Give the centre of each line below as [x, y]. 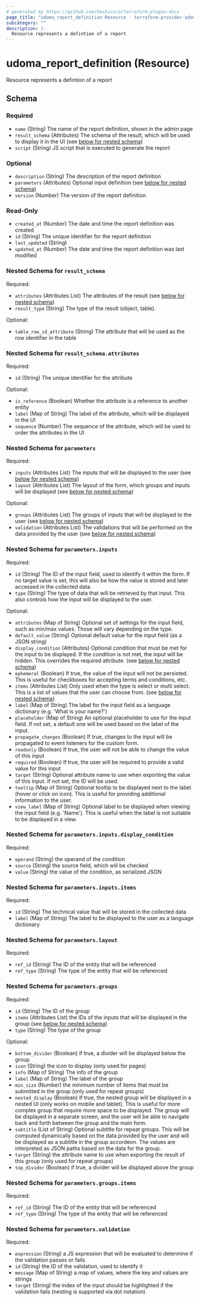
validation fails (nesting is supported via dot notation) [80, 1292]
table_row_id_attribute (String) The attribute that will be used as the [100, 331]
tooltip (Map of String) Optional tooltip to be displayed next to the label [103, 787]
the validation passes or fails [50, 1260]
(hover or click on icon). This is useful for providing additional [90, 793]
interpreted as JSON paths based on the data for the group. [88, 1148]
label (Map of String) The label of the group [69, 1078]
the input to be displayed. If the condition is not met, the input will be [99, 654]
